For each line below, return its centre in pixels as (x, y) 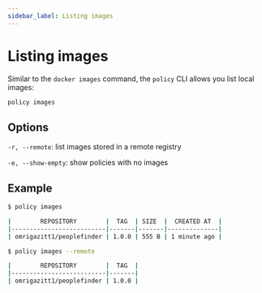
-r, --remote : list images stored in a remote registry (94, 147)
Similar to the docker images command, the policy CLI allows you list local (131, 79)
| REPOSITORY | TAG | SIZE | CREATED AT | (115, 221)
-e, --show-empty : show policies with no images (88, 162)
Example (30, 188)
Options (28, 127)
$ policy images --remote (51, 251)
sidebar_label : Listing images (60, 16)
